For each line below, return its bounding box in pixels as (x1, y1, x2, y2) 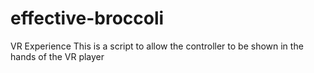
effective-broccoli (10, 7, 165, 30)
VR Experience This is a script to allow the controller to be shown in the (10, 40, 304, 52)
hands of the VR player (10, 50, 105, 62)
